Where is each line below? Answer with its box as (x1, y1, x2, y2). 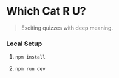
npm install (15, 54, 46, 60)
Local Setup (6, 39, 42, 48)
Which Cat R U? (6, 4, 86, 18)
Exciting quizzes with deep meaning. (21, 24, 114, 31)
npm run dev (15, 66, 46, 72)
